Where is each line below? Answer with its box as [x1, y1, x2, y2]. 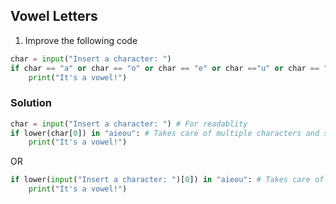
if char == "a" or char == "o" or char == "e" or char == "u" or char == [10, 63, 320, 73]
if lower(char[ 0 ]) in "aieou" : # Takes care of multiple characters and [10, 128, 320, 138]
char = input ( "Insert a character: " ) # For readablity [10, 119, 248, 129]
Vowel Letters [10, 8, 98, 25]
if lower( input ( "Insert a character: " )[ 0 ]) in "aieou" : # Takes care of [10, 175, 325, 185]
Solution [10, 96, 53, 110]
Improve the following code [24, 34, 138, 46]
